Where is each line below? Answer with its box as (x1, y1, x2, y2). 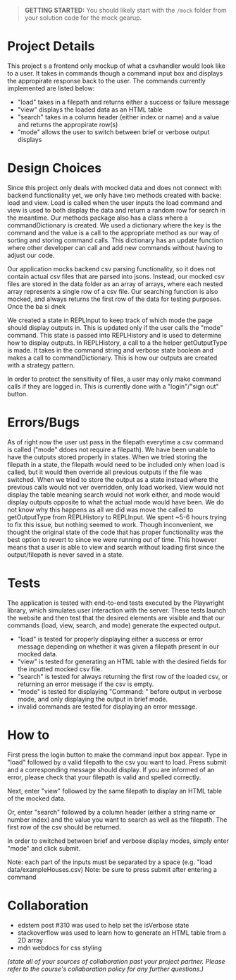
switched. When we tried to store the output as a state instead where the (7, 475, 218, 483)
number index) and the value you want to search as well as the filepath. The (7, 815, 228, 824)
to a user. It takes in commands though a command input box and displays (7, 69, 223, 77)
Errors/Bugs (7, 415, 80, 430)
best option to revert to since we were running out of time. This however (7, 535, 217, 543)
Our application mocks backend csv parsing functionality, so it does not (7, 264, 216, 273)
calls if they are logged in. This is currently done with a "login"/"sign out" (7, 382, 220, 391)
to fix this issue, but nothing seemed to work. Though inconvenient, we (7, 520, 213, 529)
